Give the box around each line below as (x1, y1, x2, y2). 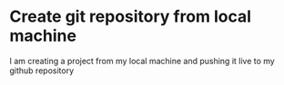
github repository (9, 65, 75, 76)
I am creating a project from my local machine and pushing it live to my (9, 55, 275, 66)
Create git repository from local (9, 6, 252, 27)
